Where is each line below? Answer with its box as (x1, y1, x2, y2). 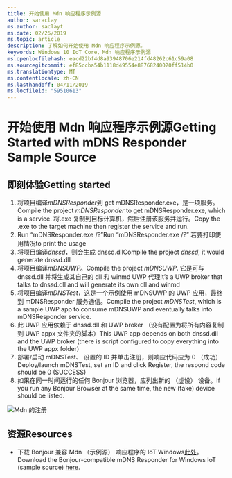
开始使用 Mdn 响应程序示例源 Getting (7, 119, 217, 135)
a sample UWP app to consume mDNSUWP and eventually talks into (17, 305, 213, 314)
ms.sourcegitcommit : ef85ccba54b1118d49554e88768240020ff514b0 (7, 62, 194, 69)
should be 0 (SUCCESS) (17, 368, 87, 377)
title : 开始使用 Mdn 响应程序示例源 (7, 10, 102, 17)
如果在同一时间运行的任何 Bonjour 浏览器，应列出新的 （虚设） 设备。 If (17, 376, 220, 385)
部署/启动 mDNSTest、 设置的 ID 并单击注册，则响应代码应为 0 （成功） (17, 353, 222, 361)
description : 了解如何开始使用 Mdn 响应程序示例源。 (7, 42, 146, 49)
